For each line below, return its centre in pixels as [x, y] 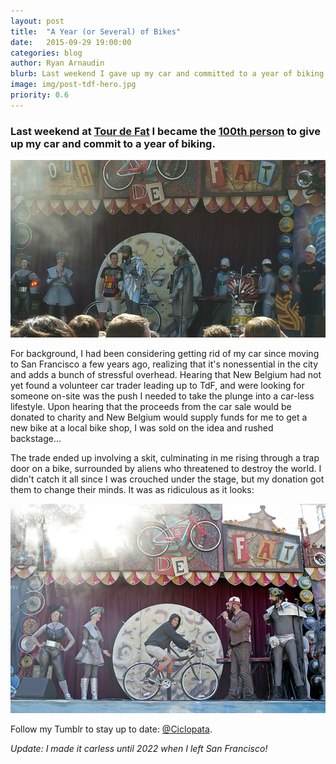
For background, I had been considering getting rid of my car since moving [165, 353]
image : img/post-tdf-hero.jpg [73, 85]
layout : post [37, 21]
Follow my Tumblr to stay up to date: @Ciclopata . [111, 729]
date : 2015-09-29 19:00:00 [71, 42]
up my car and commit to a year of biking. [113, 143]
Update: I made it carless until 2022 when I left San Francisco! [139, 749]
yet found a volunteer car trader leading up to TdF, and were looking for [157, 385]
